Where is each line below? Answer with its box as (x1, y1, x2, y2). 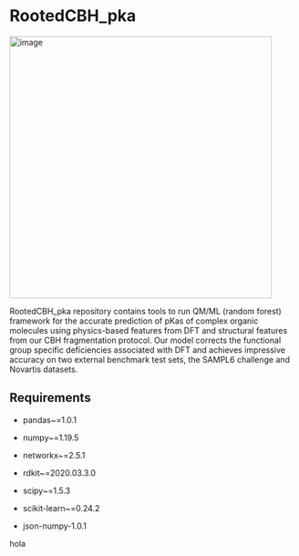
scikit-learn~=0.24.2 (22, 502, 100, 513)
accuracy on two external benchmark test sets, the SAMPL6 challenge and (9, 354, 290, 365)
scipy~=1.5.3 (22, 485, 71, 496)
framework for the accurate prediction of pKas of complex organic (9, 315, 259, 326)
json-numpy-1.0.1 (22, 520, 87, 531)
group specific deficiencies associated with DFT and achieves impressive (9, 344, 285, 355)
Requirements (9, 390, 91, 406)
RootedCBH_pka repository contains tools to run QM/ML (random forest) (9, 305, 283, 316)
